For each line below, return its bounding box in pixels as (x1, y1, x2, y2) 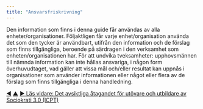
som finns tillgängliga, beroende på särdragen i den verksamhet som (6, 45, 179, 53)
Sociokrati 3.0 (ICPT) (6, 96, 59, 103)
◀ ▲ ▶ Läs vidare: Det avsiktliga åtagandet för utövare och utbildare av (6, 89, 187, 97)
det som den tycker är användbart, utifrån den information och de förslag (6, 39, 190, 46)
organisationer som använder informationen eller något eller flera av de (6, 71, 185, 78)
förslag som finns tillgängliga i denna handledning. (6, 78, 133, 85)
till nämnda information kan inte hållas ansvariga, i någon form (6, 58, 163, 66)
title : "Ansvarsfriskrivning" (6, 9, 84, 15)
